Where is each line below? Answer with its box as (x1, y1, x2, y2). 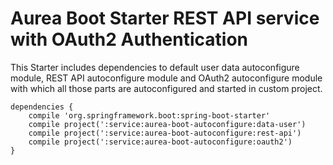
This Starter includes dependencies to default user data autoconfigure (10, 61, 300, 73)
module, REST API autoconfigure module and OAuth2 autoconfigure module (10, 72, 323, 84)
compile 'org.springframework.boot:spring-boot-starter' (28, 110, 271, 121)
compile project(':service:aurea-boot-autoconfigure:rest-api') (28, 128, 302, 138)
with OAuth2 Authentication (10, 28, 249, 51)
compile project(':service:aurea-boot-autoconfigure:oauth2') (28, 137, 293, 147)
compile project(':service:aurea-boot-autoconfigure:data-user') (28, 119, 307, 129)
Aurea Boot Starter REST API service (10, 7, 320, 30)
